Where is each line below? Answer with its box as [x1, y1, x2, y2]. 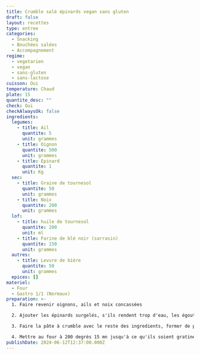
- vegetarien [11, 58, 44, 64]
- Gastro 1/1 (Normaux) [11, 291, 70, 297]
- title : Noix [17, 197, 52, 203]
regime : [6, 53, 26, 59]
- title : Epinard [17, 158, 60, 164]
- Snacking [11, 36, 39, 42]
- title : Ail [17, 125, 49, 131]
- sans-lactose [11, 75, 49, 81]
